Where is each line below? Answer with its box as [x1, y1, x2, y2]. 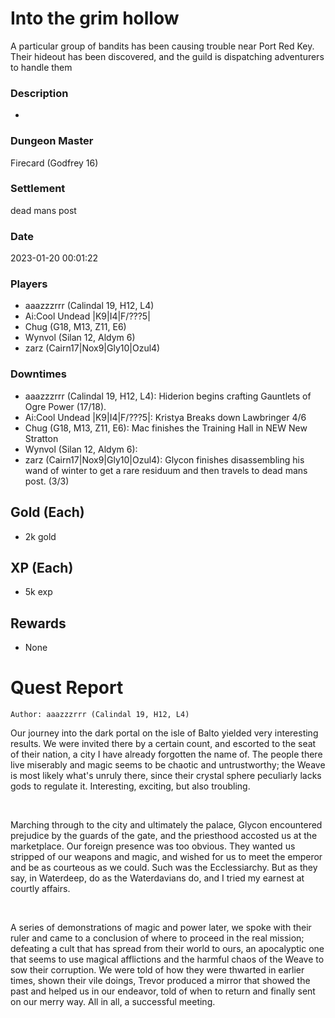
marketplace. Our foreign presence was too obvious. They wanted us [10, 840, 296, 852]
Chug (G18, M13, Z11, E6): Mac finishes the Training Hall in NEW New [24, 422, 308, 434]
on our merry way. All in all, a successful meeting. [10, 996, 216, 1008]
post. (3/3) [24, 475, 70, 487]
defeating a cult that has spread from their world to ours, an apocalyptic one [10, 943, 325, 955]
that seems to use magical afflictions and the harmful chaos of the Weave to [10, 953, 325, 966]
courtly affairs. [10, 883, 71, 895]
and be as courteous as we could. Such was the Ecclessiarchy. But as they [10, 862, 318, 874]
